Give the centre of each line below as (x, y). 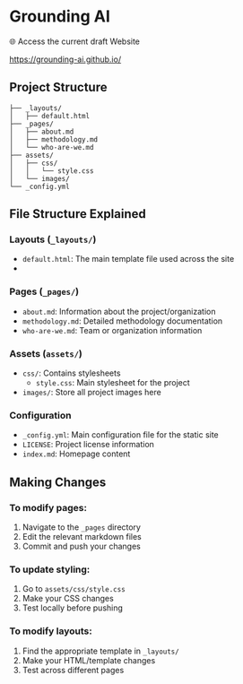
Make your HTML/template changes (89, 660)
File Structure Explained (78, 214)
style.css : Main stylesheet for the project (113, 383)
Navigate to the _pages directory (82, 527)
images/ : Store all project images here (91, 393)
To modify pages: (48, 507)
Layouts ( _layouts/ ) (53, 239)
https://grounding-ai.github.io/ (65, 59)
